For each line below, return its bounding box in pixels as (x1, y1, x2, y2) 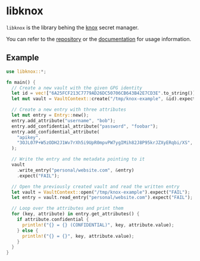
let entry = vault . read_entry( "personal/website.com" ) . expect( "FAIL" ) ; (11, 195, 193, 201)
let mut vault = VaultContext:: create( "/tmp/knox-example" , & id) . (11, 96, 180, 102)
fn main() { (6, 79, 36, 85)
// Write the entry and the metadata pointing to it (11, 156, 145, 162)
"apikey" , (17, 134, 42, 141)
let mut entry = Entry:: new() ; (11, 112, 89, 118)
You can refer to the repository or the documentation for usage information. (6, 35, 192, 42)
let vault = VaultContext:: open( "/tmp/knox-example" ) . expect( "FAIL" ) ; (11, 189, 190, 195)
